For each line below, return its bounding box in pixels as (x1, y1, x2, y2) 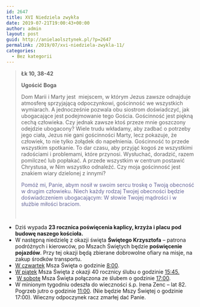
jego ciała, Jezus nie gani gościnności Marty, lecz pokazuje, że (20, 131, 177, 139)
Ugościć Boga (20, 82, 57, 89)
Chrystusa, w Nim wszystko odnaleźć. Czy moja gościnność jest (20, 163, 181, 170)
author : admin (6, 25, 42, 32)
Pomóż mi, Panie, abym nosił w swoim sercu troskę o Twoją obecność (20, 181, 195, 188)
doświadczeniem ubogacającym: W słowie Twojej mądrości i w (20, 194, 177, 201)
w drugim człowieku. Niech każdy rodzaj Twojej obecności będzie (20, 187, 184, 195)
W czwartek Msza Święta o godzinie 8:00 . (14, 261, 120, 269)
